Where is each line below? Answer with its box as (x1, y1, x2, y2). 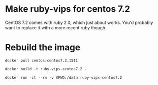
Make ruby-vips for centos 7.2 (5, 3, 130, 15)
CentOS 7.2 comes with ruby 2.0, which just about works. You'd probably (5, 20, 154, 25)
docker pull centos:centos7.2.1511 (5, 58, 78, 63)
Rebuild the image (5, 42, 81, 53)
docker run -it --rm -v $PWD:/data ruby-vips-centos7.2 (5, 75, 122, 80)
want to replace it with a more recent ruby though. (5, 24, 107, 30)
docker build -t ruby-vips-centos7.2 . (5, 66, 87, 71)
